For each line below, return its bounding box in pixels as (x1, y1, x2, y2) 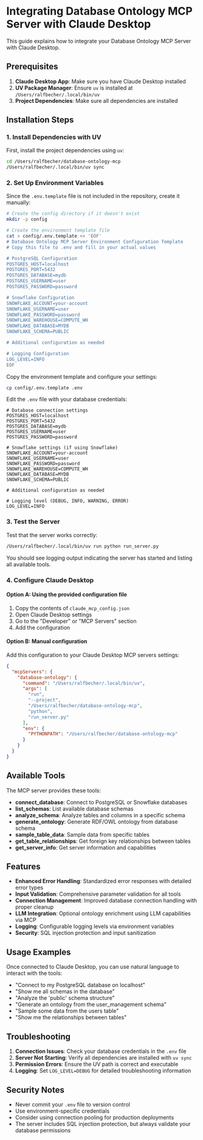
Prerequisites (6, 62, 58, 72)
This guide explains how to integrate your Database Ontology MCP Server (6, 37, 191, 44)
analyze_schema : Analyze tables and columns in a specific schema (15, 811, 185, 818)
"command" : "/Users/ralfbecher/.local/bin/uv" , (22, 680, 146, 686)
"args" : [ (22, 686, 47, 692)
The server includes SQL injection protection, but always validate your (15, 1120, 191, 1127)
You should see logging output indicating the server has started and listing (6, 554, 193, 561)
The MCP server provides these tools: (6, 787, 101, 794)
